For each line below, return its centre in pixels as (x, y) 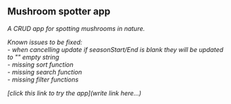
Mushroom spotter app (59, 12)
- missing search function (45, 72)
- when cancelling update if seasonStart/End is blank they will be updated (115, 49)
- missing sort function (41, 64)
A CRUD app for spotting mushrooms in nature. (76, 28)
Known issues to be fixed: (45, 42)
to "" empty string (34, 57)
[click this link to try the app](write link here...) (75, 93)
